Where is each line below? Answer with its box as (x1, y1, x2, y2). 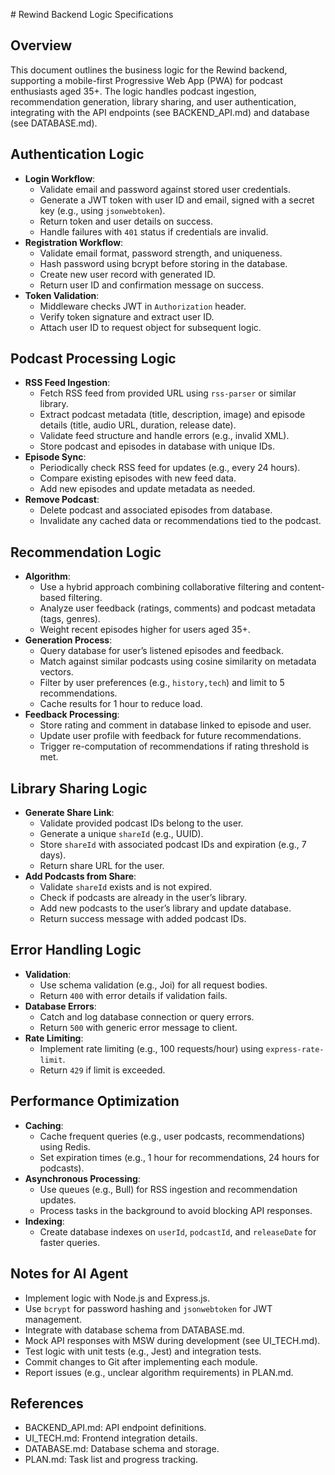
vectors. (39, 666, 74, 678)
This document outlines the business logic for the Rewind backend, (10, 64, 288, 76)
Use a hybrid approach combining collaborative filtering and (39, 581, 288, 593)
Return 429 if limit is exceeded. (39, 1064, 166, 1076)
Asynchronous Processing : (24, 1172, 141, 1184)
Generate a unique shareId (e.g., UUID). (39, 828, 204, 840)
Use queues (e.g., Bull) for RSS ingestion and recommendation (39, 1183, 298, 1195)
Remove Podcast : (24, 494, 100, 506)
